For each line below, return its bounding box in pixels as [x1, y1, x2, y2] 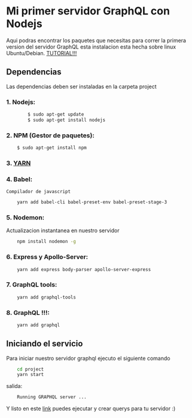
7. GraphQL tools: [6, 281, 57, 289]
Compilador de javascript [6, 189, 71, 195]
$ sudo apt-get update [28, 112, 84, 118]
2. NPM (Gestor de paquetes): [6, 131, 95, 139]
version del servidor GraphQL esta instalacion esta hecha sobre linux [6, 43, 176, 50]
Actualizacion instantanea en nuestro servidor [6, 227, 120, 234]
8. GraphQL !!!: [6, 308, 50, 317]
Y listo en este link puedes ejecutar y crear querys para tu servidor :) [6, 405, 176, 412]
